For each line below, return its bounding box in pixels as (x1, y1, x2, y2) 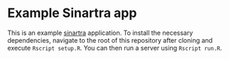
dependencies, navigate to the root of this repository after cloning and (7, 36, 213, 44)
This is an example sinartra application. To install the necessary (7, 28, 193, 37)
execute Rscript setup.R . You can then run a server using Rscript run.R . (7, 43, 223, 52)
